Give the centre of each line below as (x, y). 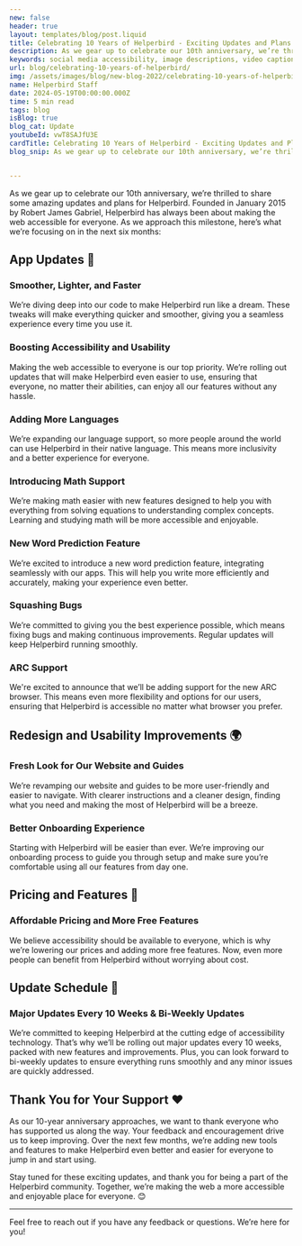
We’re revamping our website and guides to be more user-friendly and (139, 786)
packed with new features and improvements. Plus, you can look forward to (149, 1052)
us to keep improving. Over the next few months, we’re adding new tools (143, 1141)
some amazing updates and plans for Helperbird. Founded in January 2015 (147, 203)
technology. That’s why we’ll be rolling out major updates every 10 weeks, (146, 1042)
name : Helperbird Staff (54, 85)
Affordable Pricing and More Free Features (104, 921)
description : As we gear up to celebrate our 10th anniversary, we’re (144, 51)
